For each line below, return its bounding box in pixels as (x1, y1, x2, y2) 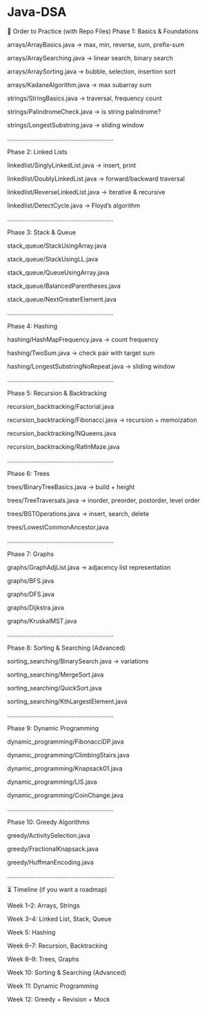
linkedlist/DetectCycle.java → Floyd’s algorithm (7, 201, 140, 210)
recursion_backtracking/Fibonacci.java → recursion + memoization (7, 416, 198, 424)
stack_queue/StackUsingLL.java (7, 255, 99, 263)
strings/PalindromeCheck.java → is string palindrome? (7, 107, 161, 116)
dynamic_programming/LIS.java (7, 778, 98, 786)
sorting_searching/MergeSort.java (7, 670, 104, 679)
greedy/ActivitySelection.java (7, 831, 91, 839)
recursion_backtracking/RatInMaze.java (7, 442, 120, 450)
